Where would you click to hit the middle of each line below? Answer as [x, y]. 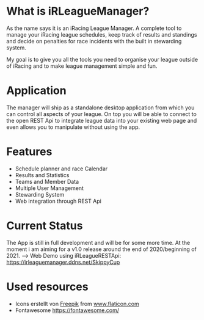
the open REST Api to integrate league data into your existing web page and [102, 120]
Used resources [47, 287]
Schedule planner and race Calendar [61, 169]
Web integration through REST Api [58, 201]
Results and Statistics [42, 175]
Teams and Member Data [47, 181]
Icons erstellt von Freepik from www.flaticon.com [77, 304]
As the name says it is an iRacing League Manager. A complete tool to [94, 28]
